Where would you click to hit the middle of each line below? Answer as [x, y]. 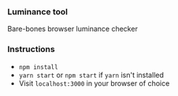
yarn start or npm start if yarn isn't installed [91, 75]
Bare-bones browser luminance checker [73, 29]
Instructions [32, 50]
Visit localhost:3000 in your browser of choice [94, 83]
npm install [38, 67]
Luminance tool [38, 12]
